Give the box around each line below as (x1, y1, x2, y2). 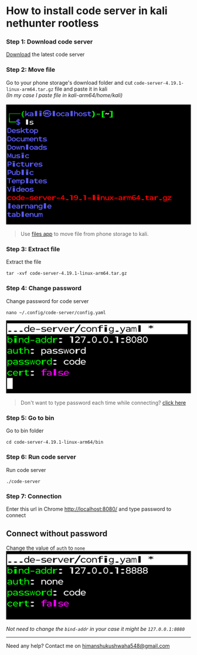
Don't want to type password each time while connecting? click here (20, 399, 186, 407)
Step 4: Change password (6, 284, 82, 292)
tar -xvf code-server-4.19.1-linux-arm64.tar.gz (6, 271, 127, 277)
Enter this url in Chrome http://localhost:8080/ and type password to (6, 505, 172, 513)
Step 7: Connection (6, 492, 62, 500)
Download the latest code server (6, 51, 85, 58)
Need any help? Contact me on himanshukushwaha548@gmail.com (6, 643, 170, 650)
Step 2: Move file (6, 66, 56, 74)
